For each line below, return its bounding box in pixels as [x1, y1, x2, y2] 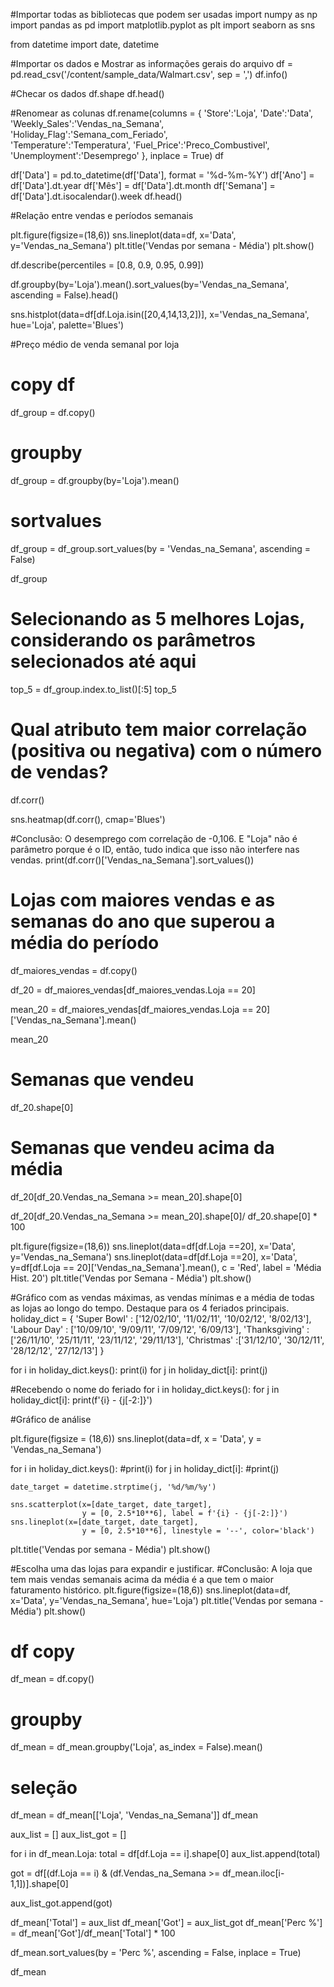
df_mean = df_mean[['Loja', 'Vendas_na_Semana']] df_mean [10, 1809, 258, 1821]
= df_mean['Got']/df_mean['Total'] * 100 [10, 1927, 176, 1939]
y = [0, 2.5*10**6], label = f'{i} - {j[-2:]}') [81, 1508, 288, 1518]
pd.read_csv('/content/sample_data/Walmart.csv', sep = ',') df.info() [10, 69, 288, 80]
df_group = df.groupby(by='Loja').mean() [10, 474, 180, 486]
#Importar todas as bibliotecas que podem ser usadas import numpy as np [10, 9, 318, 20]
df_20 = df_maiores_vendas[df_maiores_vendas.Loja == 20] [10, 984, 256, 996]
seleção [10, 1776, 78, 1799]
